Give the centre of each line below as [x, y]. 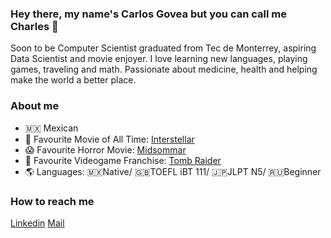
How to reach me [52, 201]
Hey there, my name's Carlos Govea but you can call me [148, 14]
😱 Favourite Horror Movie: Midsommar [105, 149]
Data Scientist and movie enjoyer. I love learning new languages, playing [159, 59]
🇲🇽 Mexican [51, 128]
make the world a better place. [73, 80]
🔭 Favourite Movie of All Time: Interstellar [109, 139]
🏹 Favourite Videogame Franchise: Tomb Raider [123, 160]
